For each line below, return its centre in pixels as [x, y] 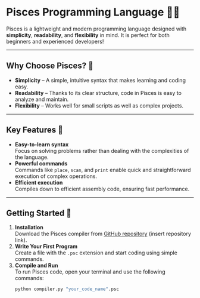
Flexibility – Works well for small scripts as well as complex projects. [99, 105]
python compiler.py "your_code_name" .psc [67, 289]
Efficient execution [39, 182]
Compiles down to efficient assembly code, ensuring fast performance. [102, 189]
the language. [32, 157]
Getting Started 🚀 [39, 213]
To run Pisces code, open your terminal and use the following [90, 272]
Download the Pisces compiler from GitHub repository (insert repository [103, 234]
